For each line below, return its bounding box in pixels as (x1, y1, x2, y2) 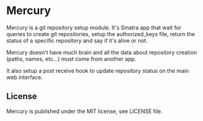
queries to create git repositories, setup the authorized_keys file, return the (6, 30, 195, 37)
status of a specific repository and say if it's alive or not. (6, 37, 148, 44)
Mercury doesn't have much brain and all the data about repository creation (6, 48, 197, 56)
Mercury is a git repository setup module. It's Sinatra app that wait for (6, 24, 182, 31)
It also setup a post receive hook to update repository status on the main (6, 67, 190, 74)
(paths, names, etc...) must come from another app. (6, 55, 136, 62)
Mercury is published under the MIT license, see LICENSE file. (6, 108, 163, 115)
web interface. (6, 73, 43, 81)
